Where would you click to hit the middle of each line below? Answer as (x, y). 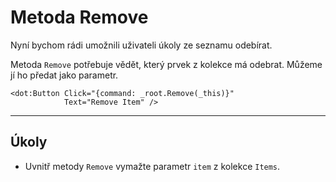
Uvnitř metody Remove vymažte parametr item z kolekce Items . (152, 166)
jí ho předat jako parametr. (64, 75)
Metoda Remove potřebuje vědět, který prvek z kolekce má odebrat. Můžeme (166, 64)
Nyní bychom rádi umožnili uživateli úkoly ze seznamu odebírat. (141, 45)
